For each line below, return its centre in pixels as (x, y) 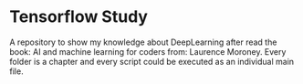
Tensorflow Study (79, 17)
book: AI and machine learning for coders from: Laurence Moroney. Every (148, 51)
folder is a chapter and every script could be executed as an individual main (152, 61)
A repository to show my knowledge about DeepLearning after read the (143, 42)
